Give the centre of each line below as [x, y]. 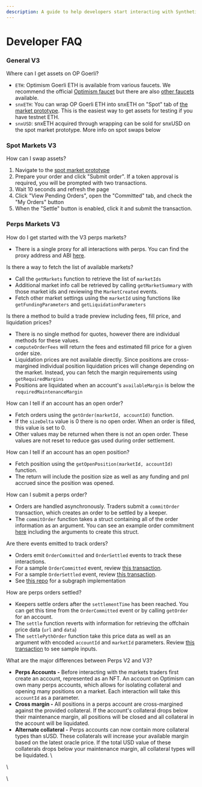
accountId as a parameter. [47, 697]
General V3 [23, 60]
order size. [28, 353]
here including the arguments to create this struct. [77, 532]
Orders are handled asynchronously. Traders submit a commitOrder [97, 506]
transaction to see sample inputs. [56, 649]
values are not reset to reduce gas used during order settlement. [95, 440]
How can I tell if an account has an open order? [65, 403]
